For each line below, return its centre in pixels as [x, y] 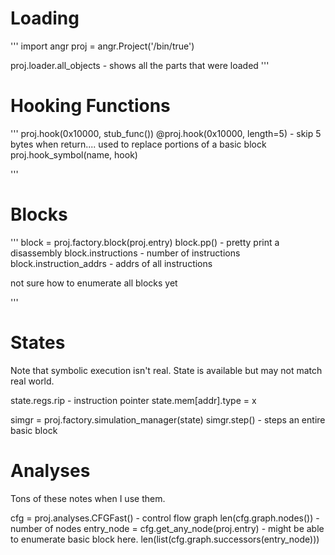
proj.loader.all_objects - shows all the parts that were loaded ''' [140, 65]
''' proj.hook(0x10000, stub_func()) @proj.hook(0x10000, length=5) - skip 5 [166, 133]
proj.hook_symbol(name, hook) [74, 154]
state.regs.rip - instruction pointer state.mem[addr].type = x [133, 400]
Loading [45, 18]
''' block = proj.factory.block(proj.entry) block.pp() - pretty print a [145, 242]
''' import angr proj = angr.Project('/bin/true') [102, 46]
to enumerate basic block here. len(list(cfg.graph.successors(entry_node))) [165, 539]
